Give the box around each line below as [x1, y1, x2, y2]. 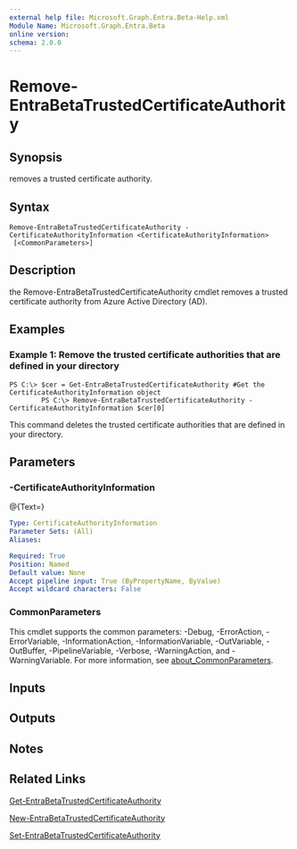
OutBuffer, [9, 645, 47, 656]
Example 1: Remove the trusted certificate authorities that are [9, 349, 281, 362]
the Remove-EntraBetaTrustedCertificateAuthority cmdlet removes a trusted [9, 287, 288, 297]
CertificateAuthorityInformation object [9, 387, 162, 397]
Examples [9, 322, 65, 337]
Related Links [9, 771, 87, 787]
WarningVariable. [9, 654, 73, 665]
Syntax [9, 199, 50, 214]
